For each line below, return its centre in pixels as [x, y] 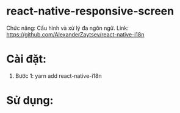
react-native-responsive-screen [90, 11]
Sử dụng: [30, 101]
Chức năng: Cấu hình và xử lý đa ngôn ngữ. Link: [68, 28]
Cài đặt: [27, 59]
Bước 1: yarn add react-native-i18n [58, 76]
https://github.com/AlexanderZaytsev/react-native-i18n [75, 34]
